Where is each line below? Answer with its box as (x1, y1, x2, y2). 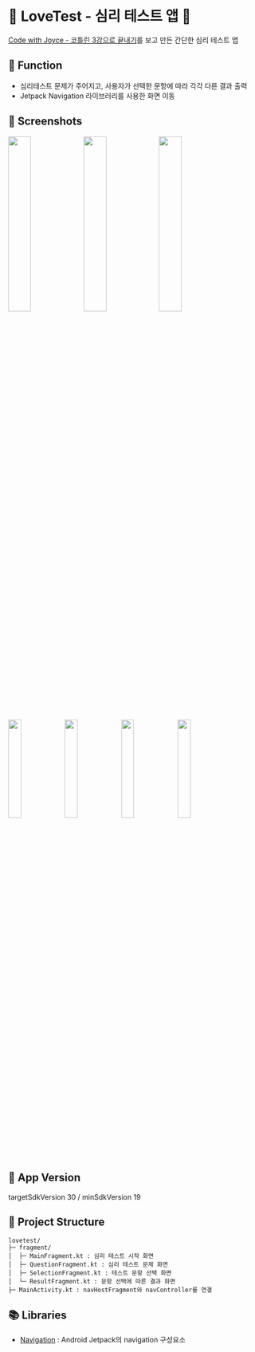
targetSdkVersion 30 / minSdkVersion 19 (8, 1192, 141, 1201)
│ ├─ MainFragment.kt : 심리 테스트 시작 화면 (8, 1251, 154, 1260)
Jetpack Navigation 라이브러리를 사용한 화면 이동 (19, 91, 175, 101)
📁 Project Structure (8, 1216, 105, 1229)
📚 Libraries (8, 1309, 67, 1322)
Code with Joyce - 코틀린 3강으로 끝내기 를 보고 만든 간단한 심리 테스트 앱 (8, 35, 239, 45)
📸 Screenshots (8, 115, 83, 128)
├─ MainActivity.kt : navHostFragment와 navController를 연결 (8, 1286, 213, 1294)
